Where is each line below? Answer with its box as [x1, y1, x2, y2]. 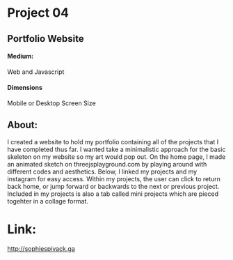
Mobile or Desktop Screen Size [7, 99, 96, 107]
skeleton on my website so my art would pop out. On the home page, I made [7, 152, 226, 161]
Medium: [7, 52, 34, 61]
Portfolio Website [7, 33, 85, 45]
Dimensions [7, 84, 43, 92]
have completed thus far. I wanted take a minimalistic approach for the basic [7, 145, 226, 153]
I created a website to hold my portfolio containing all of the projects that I [7, 137, 219, 146]
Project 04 [7, 5, 70, 21]
